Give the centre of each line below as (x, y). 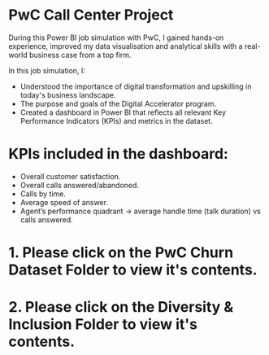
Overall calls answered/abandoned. (80, 185)
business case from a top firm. (80, 55)
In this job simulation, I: (47, 70)
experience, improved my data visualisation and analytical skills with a (126, 46)
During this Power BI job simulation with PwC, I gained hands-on (116, 37)
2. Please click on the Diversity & (121, 307)
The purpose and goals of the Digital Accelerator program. (118, 103)
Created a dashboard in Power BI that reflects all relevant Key (123, 112)
